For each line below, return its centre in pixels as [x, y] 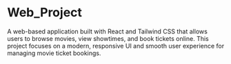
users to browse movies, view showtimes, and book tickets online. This [108, 38]
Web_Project [45, 13]
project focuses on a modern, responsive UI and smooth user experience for [116, 46]
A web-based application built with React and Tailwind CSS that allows [108, 31]
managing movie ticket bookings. [54, 53]
